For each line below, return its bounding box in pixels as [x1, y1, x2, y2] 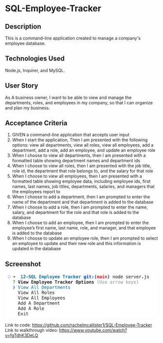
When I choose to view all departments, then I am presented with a [12, 152, 146, 158]
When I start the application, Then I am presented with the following [12, 137, 148, 143]
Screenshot [5, 260, 41, 268]
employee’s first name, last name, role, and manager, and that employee [12, 225, 156, 231]
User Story [5, 81, 38, 90]
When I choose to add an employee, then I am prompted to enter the [12, 220, 149, 226]
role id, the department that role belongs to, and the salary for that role [12, 168, 153, 174]
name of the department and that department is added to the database [12, 199, 154, 205]
